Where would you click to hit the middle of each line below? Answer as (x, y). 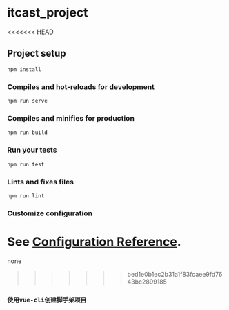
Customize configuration (50, 213)
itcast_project (48, 13)
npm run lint (26, 196)
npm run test (26, 164)
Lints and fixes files (41, 182)
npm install (24, 69)
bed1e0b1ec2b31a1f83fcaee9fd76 (175, 274)
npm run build (28, 133)
